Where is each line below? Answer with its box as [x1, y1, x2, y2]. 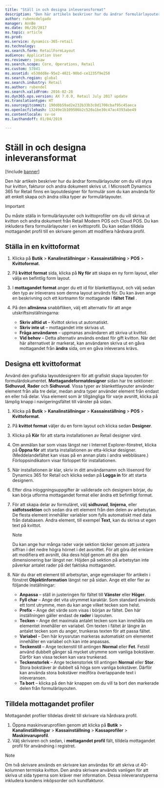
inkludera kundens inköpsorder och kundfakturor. [5, 778, 104, 783]
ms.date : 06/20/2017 [5, 25, 47, 30]
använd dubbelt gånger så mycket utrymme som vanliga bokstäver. [19, 649, 155, 655]
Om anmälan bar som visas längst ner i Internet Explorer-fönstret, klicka [12, 442, 157, 448]
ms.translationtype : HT [5, 98, 54, 103]
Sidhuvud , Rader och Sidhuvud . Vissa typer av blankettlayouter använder [5, 383, 155, 389]
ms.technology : [5, 44, 36, 49]
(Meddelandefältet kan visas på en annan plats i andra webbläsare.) [12, 452, 149, 458]
